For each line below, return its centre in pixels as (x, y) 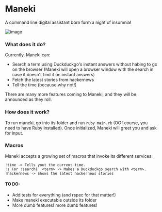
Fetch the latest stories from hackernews (53, 80)
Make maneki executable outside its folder (54, 200)
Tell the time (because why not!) (44, 85)
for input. (14, 133)
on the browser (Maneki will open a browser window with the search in (83, 69)
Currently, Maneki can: (28, 55)
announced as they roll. (29, 99)
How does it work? (27, 112)
